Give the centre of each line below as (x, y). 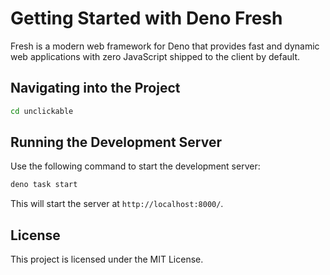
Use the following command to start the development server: (135, 166)
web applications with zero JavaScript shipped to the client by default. (155, 56)
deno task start (44, 185)
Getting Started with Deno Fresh (146, 18)
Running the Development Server (116, 142)
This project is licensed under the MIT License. (107, 259)
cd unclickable (42, 111)
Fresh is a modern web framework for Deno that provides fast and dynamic (165, 46)
